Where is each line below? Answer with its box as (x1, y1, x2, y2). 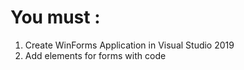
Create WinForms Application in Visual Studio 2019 (24, 39, 235, 51)
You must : (10, 6, 101, 29)
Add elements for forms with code (24, 49, 167, 61)
